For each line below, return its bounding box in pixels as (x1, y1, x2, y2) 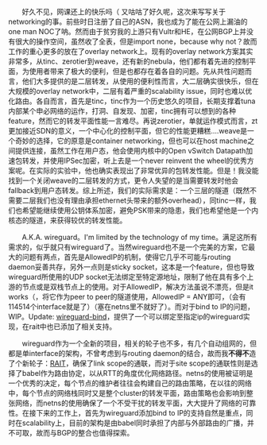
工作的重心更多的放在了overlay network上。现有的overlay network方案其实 (8, 47, 253, 56)
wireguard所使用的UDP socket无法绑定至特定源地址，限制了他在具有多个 (8, 273, 247, 281)
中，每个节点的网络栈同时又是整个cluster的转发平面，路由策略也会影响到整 (8, 389, 253, 397)
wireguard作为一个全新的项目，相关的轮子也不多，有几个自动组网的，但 (21, 339, 257, 348)
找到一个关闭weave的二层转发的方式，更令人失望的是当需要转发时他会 (8, 176, 238, 185)
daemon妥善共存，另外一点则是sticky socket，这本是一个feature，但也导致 (8, 262, 255, 272)
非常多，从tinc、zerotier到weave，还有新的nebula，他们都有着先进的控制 (8, 56, 250, 66)
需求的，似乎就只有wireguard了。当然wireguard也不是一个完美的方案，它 (8, 242, 249, 252)
